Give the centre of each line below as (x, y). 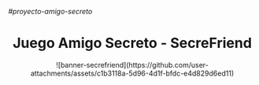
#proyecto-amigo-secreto (50, 11)
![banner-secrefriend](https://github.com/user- (132, 65)
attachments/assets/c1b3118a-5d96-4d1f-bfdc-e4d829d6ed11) (132, 73)
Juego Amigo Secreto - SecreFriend (132, 43)
